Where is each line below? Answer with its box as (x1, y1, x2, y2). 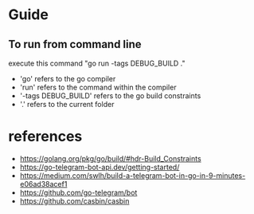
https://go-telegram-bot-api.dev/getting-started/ (19, 162, 180, 172)
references (8, 128, 83, 145)
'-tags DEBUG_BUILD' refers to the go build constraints (19, 91, 201, 101)
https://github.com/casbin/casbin (19, 196, 130, 205)
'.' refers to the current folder (19, 100, 115, 109)
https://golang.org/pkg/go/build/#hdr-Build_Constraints (19, 153, 201, 163)
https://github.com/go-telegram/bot (19, 188, 138, 197)
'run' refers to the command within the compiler (19, 82, 177, 92)
